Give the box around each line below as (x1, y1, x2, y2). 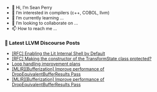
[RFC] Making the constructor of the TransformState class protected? (11, 56, 152, 62)
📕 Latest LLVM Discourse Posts (4, 39, 80, 46)
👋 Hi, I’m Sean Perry (11, 5, 52, 10)
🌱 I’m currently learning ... (11, 15, 64, 20)
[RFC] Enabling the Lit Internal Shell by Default (11, 51, 106, 56)
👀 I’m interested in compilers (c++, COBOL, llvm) (11, 10, 110, 16)
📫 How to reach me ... (11, 26, 57, 31)
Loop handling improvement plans (11, 61, 81, 67)
